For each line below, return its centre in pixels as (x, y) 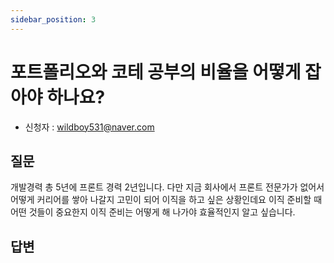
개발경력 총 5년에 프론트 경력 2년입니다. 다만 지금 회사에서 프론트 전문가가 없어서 (167, 187)
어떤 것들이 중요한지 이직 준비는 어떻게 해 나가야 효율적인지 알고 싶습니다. (153, 212)
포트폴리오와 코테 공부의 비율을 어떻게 (156, 72)
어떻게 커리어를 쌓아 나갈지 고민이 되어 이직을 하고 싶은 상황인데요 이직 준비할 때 (166, 200)
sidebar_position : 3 (53, 19)
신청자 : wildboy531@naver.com (89, 127)
